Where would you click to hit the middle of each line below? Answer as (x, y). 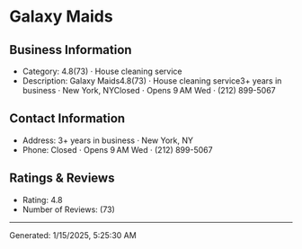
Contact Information (67, 119)
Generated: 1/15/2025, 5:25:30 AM (73, 235)
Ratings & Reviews (62, 178)
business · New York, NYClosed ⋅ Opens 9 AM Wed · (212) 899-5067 (149, 90)
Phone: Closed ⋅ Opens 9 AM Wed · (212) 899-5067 (117, 149)
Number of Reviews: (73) (68, 209)
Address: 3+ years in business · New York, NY (107, 140)
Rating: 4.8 (42, 200)
